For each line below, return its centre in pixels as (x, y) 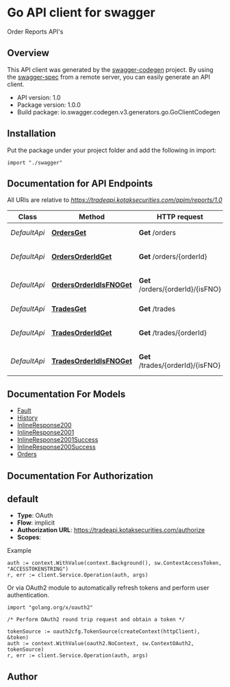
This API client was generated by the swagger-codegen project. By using (110, 69)
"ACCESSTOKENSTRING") (38, 569)
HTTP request (180, 217)
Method (91, 217)
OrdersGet (69, 233)
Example (20, 551)
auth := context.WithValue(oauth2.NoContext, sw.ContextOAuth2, (101, 644)
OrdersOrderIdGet (81, 257)
